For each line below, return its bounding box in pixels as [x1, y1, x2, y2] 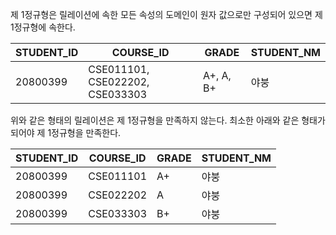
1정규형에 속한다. [10, 21, 76, 33]
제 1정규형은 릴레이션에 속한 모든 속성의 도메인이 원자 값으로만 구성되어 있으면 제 [10, 9, 323, 20]
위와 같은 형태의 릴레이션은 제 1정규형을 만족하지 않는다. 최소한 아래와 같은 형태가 [10, 114, 326, 126]
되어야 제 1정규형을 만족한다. [10, 127, 122, 138]
